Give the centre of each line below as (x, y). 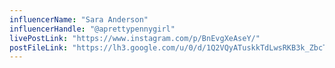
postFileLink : (39, 47)
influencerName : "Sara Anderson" (79, 19)
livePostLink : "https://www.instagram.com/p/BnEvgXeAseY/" (135, 38)
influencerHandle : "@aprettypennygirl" (92, 29)
